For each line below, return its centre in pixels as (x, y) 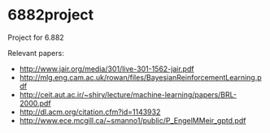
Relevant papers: (36, 53)
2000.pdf (35, 103)
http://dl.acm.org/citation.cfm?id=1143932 (90, 112)
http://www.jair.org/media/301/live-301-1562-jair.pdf (107, 69)
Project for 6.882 (36, 37)
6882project (51, 15)
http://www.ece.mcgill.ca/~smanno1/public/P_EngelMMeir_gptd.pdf (133, 120)
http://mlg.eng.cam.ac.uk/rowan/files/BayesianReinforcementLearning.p (140, 77)
